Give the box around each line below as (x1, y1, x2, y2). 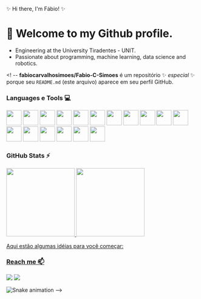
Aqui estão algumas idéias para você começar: (6, 242, 124, 249)
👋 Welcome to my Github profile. (6, 27, 173, 41)
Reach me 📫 (6, 258, 44, 266)
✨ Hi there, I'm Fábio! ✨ (6, 5, 66, 12)
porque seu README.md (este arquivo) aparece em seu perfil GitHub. (6, 78, 174, 86)
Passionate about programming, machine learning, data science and (15, 53, 186, 60)
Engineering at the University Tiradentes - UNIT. (15, 47, 136, 54)
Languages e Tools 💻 (6, 93, 71, 102)
